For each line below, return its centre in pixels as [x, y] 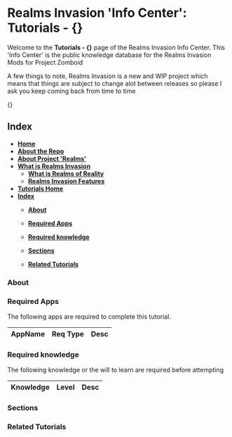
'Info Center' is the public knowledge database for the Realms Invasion [109, 55]
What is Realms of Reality [66, 173]
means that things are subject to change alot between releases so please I [115, 83]
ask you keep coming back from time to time [71, 91]
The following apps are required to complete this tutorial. [89, 316]
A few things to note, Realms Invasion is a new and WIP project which [108, 76]
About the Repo [41, 151]
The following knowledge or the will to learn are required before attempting [116, 370]
